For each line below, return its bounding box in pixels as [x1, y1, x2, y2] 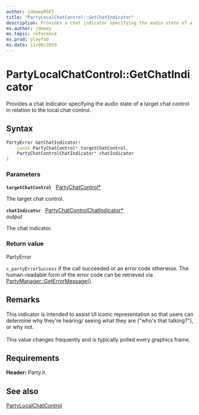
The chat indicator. [6, 225, 52, 232]
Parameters [6, 171, 40, 179]
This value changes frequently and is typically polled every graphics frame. [6, 336, 191, 343]
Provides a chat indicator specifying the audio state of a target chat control [6, 100, 189, 107]
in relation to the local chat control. [6, 106, 91, 113]
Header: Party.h [6, 369, 46, 376]
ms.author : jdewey [6, 25, 52, 32]
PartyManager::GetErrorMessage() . [6, 277, 93, 284]
